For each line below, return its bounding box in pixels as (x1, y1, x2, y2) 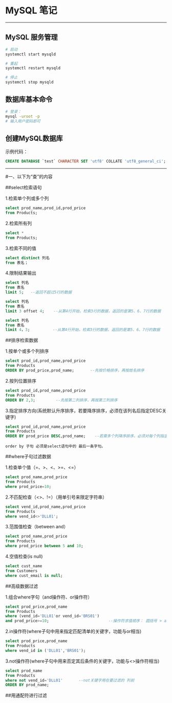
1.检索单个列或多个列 (5, 195, 49, 201)
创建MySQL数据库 (5, 134, 63, 142)
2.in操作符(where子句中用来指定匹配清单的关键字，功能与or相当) (5, 628, 142, 634)
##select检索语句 (5, 184, 42, 191)
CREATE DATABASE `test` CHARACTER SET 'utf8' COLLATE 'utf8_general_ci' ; (5, 159, 166, 164)
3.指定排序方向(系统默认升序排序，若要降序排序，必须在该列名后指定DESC (5, 407, 162, 413)
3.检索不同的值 (5, 245, 37, 251)
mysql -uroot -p (5, 114, 40, 119)
